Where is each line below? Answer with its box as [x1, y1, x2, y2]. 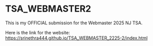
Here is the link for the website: [5, 29, 70, 35]
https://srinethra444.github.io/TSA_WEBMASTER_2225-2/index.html [5, 35, 148, 41]
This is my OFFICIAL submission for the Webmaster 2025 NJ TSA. [5, 20, 143, 26]
